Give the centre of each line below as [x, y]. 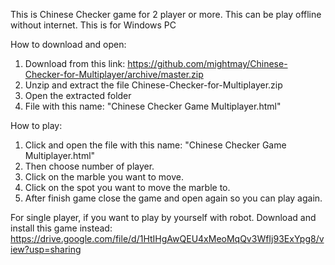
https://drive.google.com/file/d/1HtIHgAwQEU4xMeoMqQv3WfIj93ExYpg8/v [167, 238]
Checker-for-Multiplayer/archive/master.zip [114, 74]
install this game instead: [61, 228]
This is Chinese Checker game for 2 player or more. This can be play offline [166, 14]
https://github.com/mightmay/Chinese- [207, 63]
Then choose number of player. [89, 166]
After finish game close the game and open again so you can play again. [173, 198]
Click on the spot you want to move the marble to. [127, 187]
